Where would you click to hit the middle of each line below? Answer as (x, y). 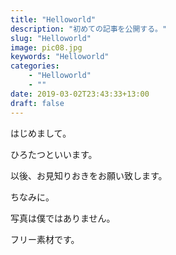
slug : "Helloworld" (51, 38)
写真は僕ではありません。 (63, 218)
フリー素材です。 (45, 239)
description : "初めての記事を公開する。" (89, 29)
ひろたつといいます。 (54, 154)
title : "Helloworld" (53, 19)
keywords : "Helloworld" (60, 57)
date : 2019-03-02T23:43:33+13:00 (80, 94)
